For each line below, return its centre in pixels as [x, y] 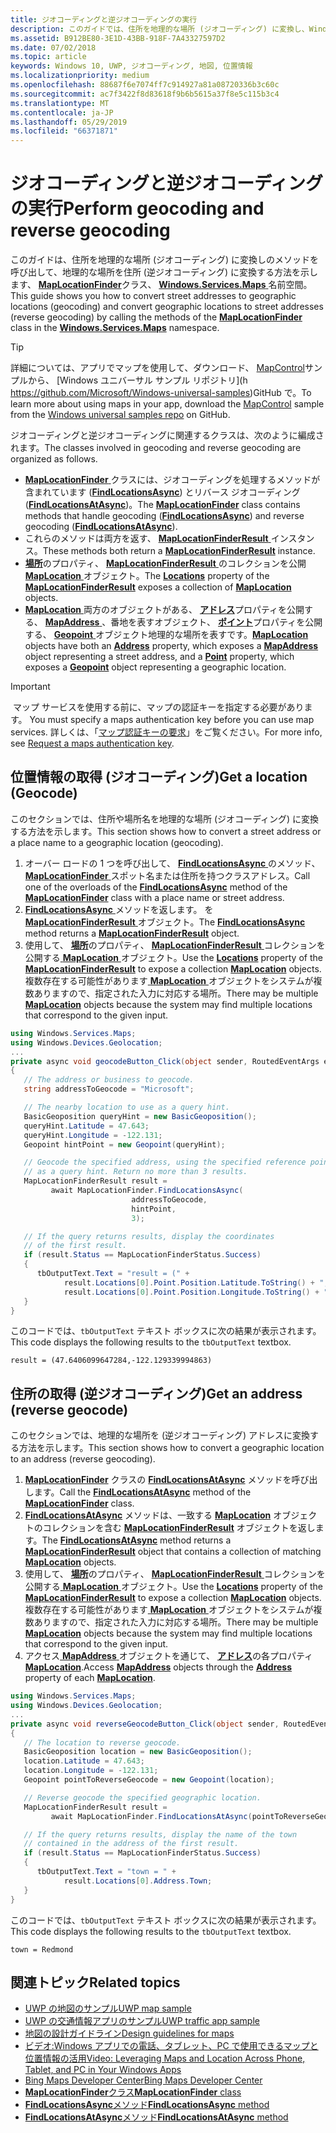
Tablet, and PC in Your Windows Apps [103, 2070]
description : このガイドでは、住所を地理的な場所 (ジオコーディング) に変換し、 [160, 29]
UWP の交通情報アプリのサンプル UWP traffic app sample [142, 2021]
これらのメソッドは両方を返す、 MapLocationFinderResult [146, 538]
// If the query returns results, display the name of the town [160, 1834]
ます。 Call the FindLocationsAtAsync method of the [142, 1492]
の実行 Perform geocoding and [137, 208]
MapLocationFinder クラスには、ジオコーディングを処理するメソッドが [172, 480]
